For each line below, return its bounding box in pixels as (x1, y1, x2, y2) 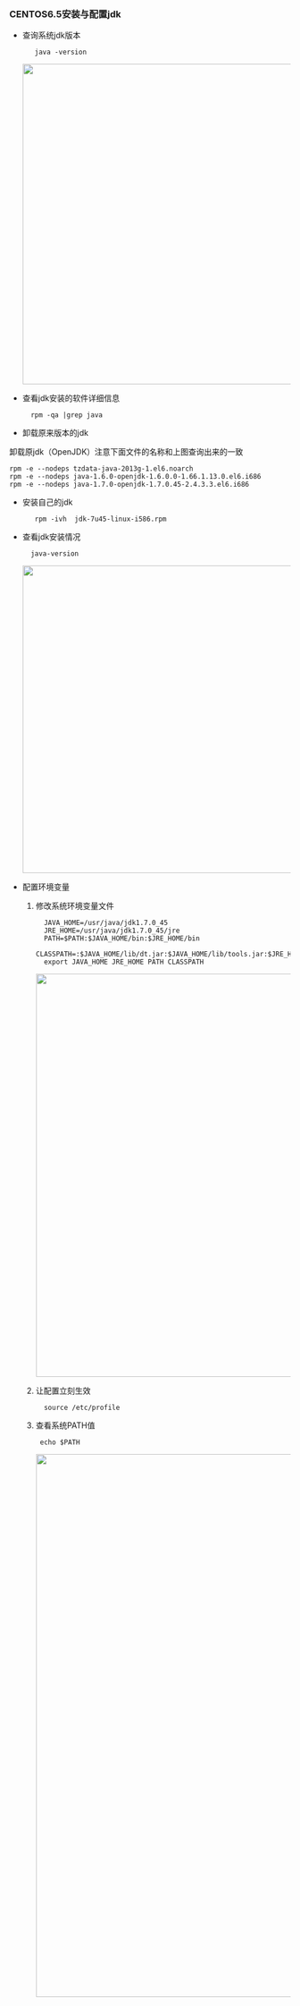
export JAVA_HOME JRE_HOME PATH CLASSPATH (43, 957, 204, 967)
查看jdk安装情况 (21, 531, 81, 542)
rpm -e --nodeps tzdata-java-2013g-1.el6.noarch (9, 464, 194, 473)
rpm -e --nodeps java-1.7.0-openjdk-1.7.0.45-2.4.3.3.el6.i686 (9, 480, 250, 489)
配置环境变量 (21, 881, 70, 892)
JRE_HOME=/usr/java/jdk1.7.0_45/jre (43, 926, 180, 936)
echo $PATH (39, 1438, 80, 1447)
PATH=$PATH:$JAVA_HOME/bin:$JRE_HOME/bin (43, 934, 201, 943)
